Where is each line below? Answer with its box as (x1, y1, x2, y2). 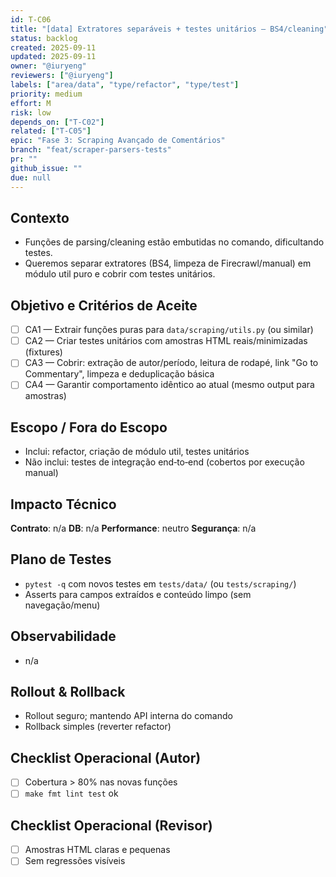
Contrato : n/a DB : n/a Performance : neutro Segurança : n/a (10, 522, 257, 534)
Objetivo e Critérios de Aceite (10, 297, 198, 314)
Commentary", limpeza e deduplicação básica (24, 368, 215, 380)
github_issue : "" (10, 163, 83, 173)
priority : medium (10, 89, 83, 99)
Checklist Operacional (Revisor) (10, 817, 213, 834)
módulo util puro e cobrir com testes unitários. (24, 268, 216, 280)
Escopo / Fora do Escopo (10, 419, 168, 436)
